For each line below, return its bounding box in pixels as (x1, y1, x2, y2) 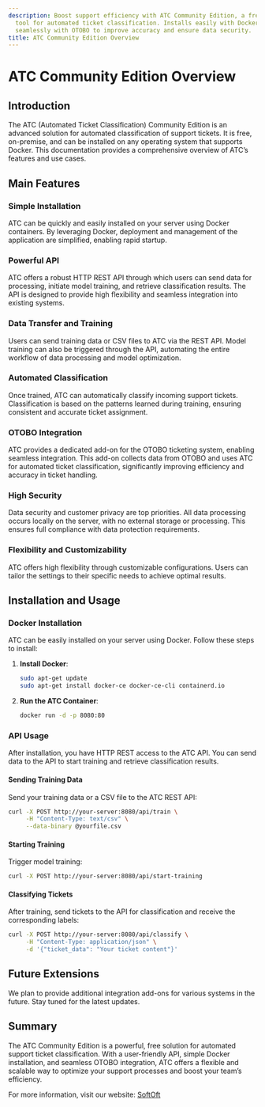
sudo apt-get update (19, 674, 88, 683)
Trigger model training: (8, 857, 83, 866)
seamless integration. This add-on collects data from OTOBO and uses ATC (8, 453, 254, 463)
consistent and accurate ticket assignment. (8, 407, 148, 416)
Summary (8, 1020, 58, 1033)
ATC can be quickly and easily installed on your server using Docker (8, 218, 230, 228)
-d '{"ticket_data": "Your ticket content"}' (25, 946, 178, 953)
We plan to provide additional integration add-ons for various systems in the (8, 988, 256, 998)
